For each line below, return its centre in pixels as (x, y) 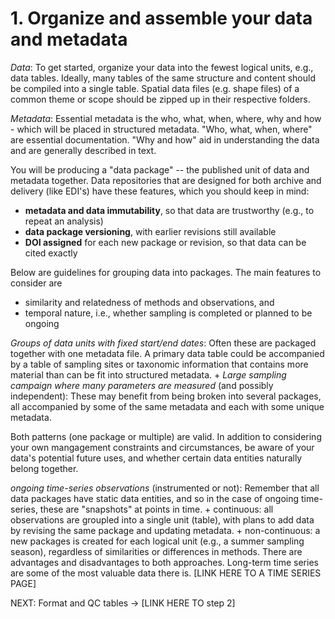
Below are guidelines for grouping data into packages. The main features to (166, 272)
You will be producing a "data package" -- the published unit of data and (160, 169)
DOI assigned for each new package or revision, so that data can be (165, 242)
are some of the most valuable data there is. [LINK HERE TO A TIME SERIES (166, 573)
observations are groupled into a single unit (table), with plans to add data (162, 519)
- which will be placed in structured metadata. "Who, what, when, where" (161, 129)
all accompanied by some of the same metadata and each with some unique (167, 406)
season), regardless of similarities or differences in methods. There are (156, 551)
